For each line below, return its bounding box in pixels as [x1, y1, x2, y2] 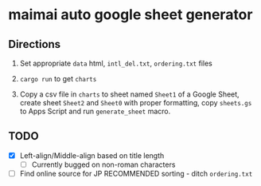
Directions [8, 38, 61, 51]
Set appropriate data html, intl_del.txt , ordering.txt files [19, 58, 212, 68]
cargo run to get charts [19, 74, 97, 83]
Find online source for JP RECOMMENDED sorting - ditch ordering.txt [19, 168, 253, 178]
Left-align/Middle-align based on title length [19, 150, 165, 160]
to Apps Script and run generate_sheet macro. [19, 106, 171, 116]
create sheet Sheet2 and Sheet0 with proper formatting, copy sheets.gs [19, 98, 252, 107]
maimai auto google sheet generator [8, 6, 253, 24]
